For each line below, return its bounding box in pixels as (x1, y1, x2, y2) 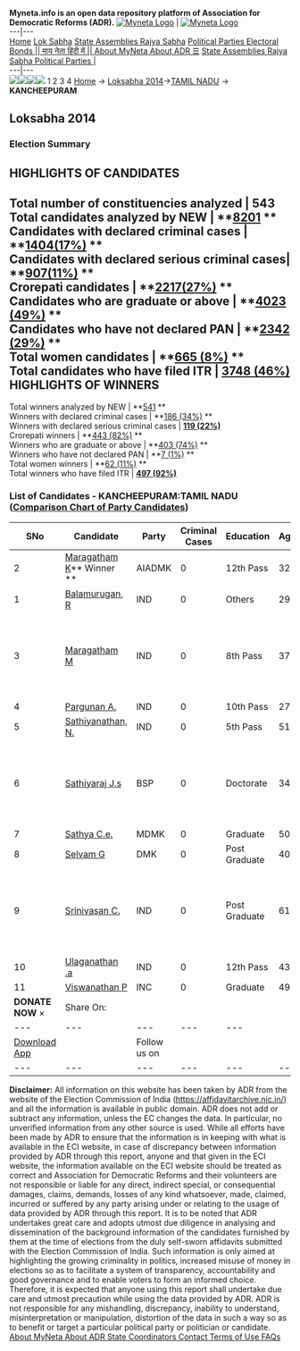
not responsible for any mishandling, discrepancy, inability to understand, (9, 1303, 279, 1313)
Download (13, 1035, 56, 1048)
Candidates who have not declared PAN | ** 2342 (9, 322, 290, 337)
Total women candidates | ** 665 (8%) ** (9, 350, 245, 365)
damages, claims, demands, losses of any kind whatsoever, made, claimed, (9, 1188, 287, 1199)
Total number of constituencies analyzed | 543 (9, 196, 275, 211)
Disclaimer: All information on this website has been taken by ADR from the (9, 1084, 287, 1094)
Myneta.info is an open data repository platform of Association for (9, 8, 261, 18)
